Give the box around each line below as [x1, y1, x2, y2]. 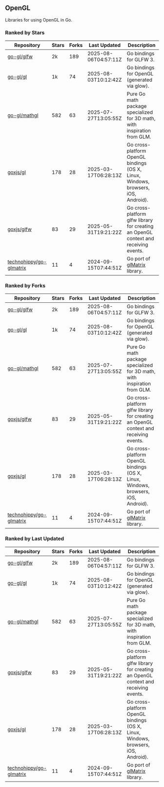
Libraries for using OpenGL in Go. [5, 17, 73, 23]
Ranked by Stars [5, 29, 45, 36]
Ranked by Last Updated [5, 535, 64, 542]
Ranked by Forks [5, 282, 45, 289]
